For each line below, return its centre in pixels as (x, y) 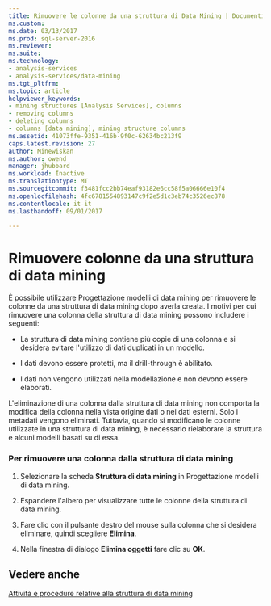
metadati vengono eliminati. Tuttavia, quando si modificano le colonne (125, 420)
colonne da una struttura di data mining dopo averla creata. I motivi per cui (132, 306)
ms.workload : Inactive (46, 174)
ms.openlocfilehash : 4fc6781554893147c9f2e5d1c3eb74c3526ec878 (117, 196)
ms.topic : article (39, 91)
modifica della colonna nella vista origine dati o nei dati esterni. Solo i (123, 412)
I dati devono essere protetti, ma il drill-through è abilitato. (117, 364)
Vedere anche (44, 574)
